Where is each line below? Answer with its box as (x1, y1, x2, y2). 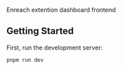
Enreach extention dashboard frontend (6, 6, 116, 14)
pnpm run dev (6, 56, 44, 63)
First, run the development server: (6, 43, 103, 52)
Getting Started (6, 25, 74, 37)
